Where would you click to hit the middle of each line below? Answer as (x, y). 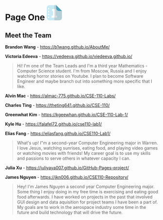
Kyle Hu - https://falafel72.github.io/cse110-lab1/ (54, 124)
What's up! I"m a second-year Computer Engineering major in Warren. (87, 143)
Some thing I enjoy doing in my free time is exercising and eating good (88, 192)
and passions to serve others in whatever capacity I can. (73, 158)
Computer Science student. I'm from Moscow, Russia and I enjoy (82, 71)
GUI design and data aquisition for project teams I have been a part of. (87, 202)
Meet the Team (28, 35)
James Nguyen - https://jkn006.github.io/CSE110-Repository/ (67, 177)
